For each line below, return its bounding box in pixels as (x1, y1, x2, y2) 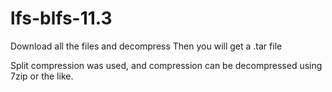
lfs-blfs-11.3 (10, 7, 113, 30)
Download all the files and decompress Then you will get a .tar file (10, 40, 283, 52)
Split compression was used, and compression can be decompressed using (10, 59, 323, 71)
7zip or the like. (10, 70, 74, 82)
